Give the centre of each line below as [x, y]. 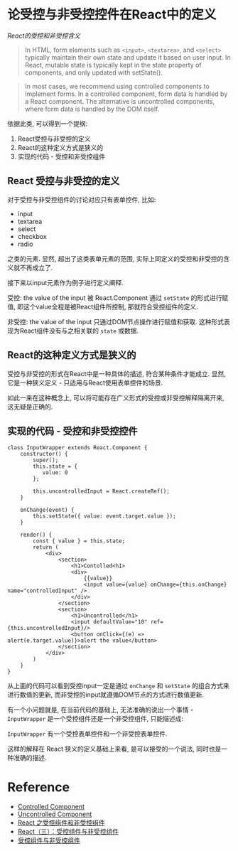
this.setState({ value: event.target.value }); [104, 516]
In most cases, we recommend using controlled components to [117, 86]
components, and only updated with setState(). [94, 73]
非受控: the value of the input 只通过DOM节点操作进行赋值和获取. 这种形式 [116, 321]
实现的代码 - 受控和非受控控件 [72, 431]
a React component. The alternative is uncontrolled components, [120, 101]
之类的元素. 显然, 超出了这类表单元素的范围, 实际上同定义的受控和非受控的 [115, 258]
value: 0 [55, 473]
